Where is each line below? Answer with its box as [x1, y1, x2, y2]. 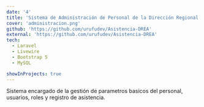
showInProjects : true [6, 71, 62, 77]
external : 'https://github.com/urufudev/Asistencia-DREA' [6, 32, 157, 38]
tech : [6, 37, 20, 43]
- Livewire [12, 49, 40, 55]
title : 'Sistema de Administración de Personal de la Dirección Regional [6, 15, 199, 21]
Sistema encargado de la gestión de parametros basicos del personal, [6, 88, 183, 95]
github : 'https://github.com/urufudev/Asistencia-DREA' [6, 26, 152, 32]
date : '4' [6, 9, 32, 15]
